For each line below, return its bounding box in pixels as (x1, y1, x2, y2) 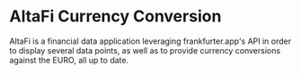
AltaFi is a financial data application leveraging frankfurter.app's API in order (9, 36, 292, 46)
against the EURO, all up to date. (9, 54, 128, 65)
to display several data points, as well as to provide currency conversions (9, 45, 281, 55)
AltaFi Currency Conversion (9, 6, 222, 27)
